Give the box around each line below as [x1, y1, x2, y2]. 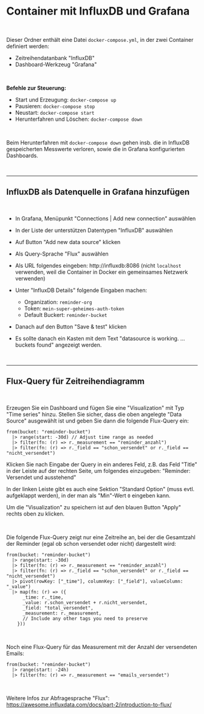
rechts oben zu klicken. [6, 510, 65, 517]
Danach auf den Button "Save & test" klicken [15, 323, 127, 330]
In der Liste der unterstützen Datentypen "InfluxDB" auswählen [15, 226, 173, 234]
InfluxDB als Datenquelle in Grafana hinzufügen [6, 187, 190, 197]
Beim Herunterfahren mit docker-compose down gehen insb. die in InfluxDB [6, 138, 190, 146]
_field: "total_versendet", [22, 605, 94, 611]
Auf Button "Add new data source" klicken [15, 238, 121, 245]
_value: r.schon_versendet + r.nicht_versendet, [22, 599, 148, 605]
